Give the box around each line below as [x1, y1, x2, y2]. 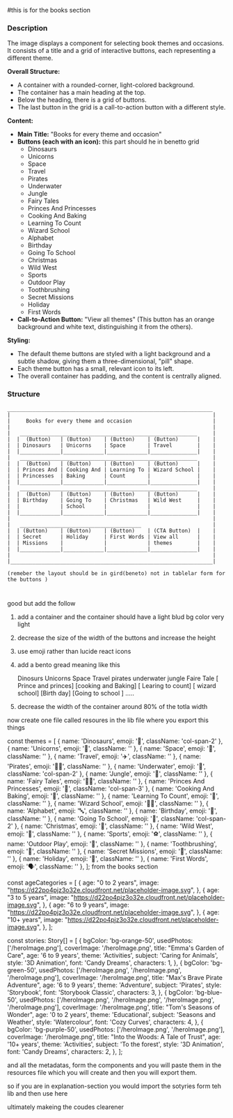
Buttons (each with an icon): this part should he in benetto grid [17, 137, 200, 146]
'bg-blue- [194, 988, 223, 996]
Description [7, 23, 48, 33]
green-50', [7, 965, 38, 974]
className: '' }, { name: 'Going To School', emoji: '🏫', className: [7, 814, 195, 822]
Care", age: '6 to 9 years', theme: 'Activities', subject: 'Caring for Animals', [7, 951, 218, 959]
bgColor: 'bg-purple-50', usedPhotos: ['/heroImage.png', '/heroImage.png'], [7, 1025, 225, 1034]
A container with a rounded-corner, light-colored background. [17, 81, 195, 89]
